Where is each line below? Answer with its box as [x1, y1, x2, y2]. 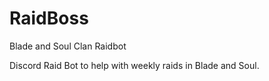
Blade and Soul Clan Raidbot [9, 40, 127, 52]
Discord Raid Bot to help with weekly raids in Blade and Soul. [9, 59, 260, 71]
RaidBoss [9, 7, 89, 30]
